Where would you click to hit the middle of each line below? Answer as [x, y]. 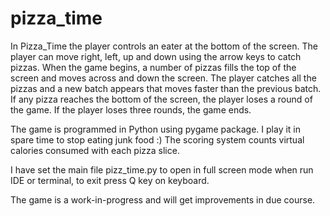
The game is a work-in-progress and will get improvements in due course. [163, 199]
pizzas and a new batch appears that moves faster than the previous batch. [166, 88]
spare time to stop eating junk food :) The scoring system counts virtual [157, 139]
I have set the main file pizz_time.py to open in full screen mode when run [162, 169]
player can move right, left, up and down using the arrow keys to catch [156, 56]
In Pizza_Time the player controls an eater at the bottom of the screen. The [164, 46]
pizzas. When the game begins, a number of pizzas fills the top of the [153, 67]
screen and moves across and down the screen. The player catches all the [163, 78]
